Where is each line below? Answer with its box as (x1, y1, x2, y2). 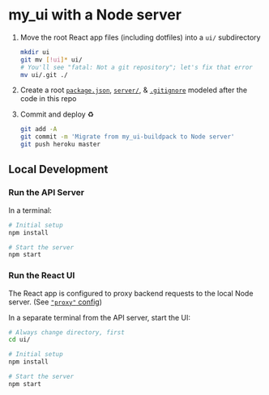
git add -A (19, 125, 58, 134)
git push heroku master (19, 140, 101, 149)
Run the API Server (8, 187, 85, 198)
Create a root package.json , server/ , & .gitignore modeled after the (19, 85, 248, 95)
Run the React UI (8, 270, 75, 281)
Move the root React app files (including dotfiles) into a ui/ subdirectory (19, 32, 261, 42)
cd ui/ (8, 336, 31, 344)
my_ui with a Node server (8, 6, 182, 24)
